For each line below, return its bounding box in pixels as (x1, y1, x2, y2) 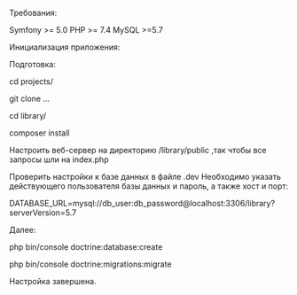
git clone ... (9, 93, 51, 104)
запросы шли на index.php (9, 154, 109, 165)
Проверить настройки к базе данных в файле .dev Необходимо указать (9, 172, 282, 182)
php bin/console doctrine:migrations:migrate (9, 259, 172, 269)
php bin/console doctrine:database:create (9, 242, 163, 252)
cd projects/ (9, 76, 53, 87)
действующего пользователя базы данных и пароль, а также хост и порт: (9, 181, 289, 191)
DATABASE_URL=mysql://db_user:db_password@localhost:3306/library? (9, 198, 276, 208)
